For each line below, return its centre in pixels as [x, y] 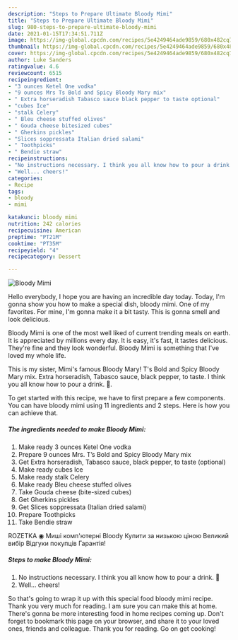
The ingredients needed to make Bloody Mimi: [77, 429]
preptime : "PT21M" [35, 237]
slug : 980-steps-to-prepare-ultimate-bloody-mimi [83, 27]
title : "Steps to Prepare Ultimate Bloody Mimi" [81, 21]
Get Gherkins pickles [49, 500]
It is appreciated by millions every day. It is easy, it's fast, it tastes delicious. [118, 341]
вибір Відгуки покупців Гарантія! [57, 543]
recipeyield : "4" [34, 250]
